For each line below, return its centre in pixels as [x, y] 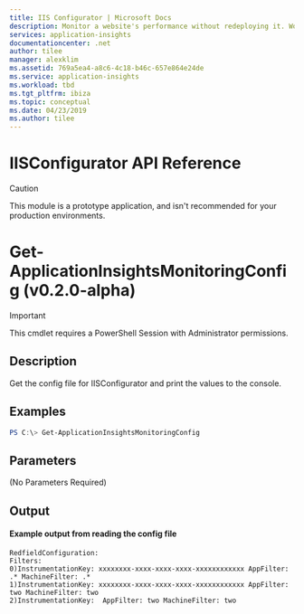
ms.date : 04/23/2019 [48, 110]
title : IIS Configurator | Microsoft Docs [90, 18]
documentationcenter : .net [60, 43]
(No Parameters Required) [58, 482]
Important [28, 316]
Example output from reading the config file [93, 534]
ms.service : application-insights [75, 77]
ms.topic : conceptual [50, 102]
